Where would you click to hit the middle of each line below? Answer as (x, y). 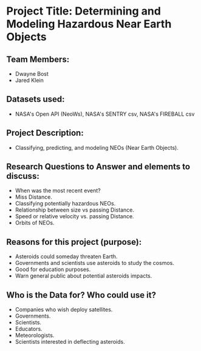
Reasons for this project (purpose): (74, 242)
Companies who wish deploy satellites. (64, 310)
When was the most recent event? (58, 191)
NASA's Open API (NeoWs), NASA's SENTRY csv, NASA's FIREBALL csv (105, 114)
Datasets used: (36, 99)
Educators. (29, 329)
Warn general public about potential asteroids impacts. (83, 276)
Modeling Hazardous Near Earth (89, 24)
